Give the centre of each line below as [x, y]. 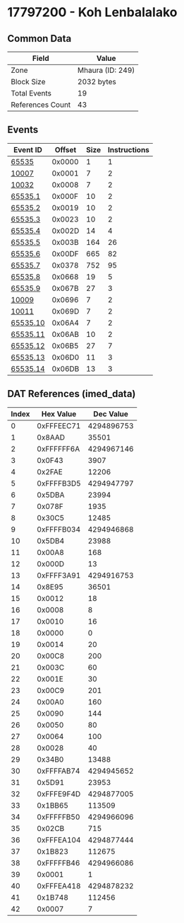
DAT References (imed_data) [72, 394]
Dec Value [111, 413]
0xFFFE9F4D [59, 793]
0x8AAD [51, 437]
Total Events [31, 93]
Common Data [39, 39]
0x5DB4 [51, 541]
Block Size [28, 82]
